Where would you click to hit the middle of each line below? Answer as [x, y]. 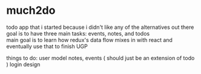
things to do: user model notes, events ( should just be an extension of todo [100, 58]
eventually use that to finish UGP [47, 46]
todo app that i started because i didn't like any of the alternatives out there [100, 27]
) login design [23, 64]
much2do [31, 11]
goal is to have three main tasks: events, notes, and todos [78, 33]
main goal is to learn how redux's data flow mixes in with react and [89, 40]
